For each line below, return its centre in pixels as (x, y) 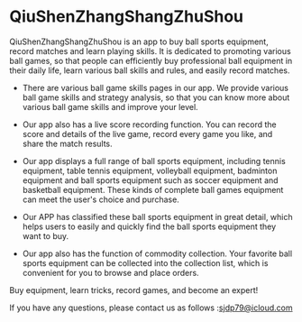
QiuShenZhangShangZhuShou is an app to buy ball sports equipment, (139, 41)
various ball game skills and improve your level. (110, 106)
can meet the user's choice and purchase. (101, 199)
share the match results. (67, 143)
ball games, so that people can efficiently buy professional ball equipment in (151, 60)
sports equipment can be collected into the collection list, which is (145, 262)
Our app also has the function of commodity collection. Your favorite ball (157, 253)
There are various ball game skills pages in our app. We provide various (156, 87)
